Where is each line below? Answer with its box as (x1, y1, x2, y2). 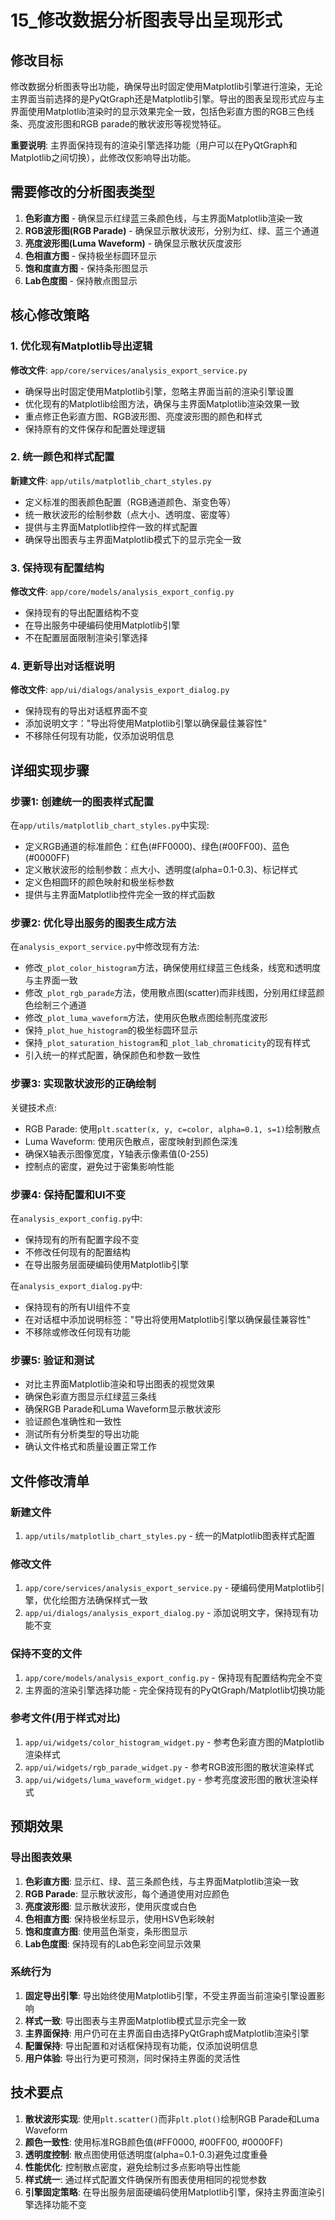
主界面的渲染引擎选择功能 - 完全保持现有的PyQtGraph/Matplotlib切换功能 (24, 1684, 326, 1696)
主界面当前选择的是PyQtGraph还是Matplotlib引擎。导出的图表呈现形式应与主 (10, 93, 325, 105)
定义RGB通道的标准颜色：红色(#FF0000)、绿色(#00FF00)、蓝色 (24, 841, 290, 853)
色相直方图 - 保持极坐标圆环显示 (24, 249, 158, 261)
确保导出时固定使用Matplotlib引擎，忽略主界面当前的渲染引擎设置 (24, 385, 295, 397)
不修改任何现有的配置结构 (24, 1246, 131, 1258)
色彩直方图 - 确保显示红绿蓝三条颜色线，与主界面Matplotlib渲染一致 (24, 212, 303, 224)
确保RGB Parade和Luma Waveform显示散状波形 (24, 1403, 222, 1415)
